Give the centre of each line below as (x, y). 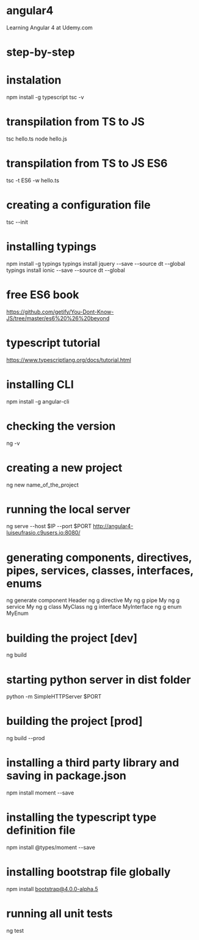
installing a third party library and (93, 763)
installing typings (51, 247)
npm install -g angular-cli (38, 402)
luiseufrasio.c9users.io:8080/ (43, 533)
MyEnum (17, 613)
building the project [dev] (72, 638)
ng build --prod (26, 738)
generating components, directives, (99, 557)
